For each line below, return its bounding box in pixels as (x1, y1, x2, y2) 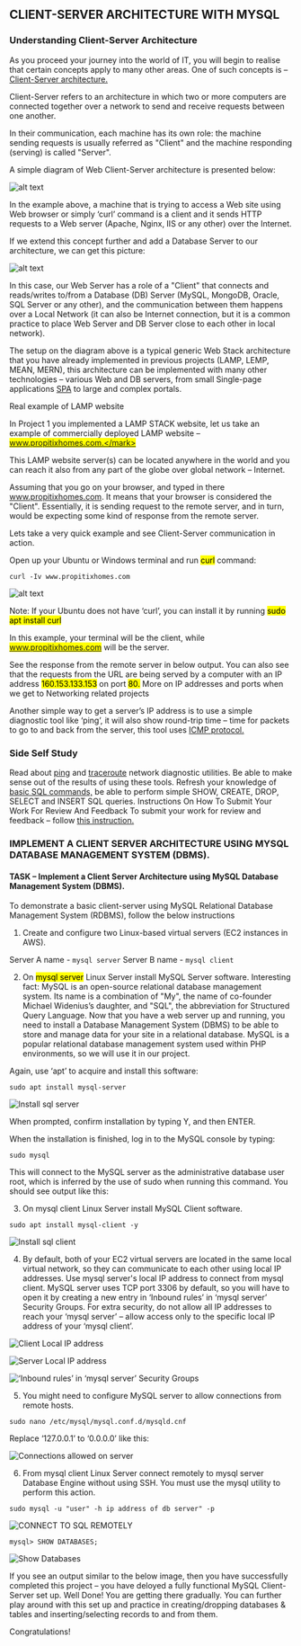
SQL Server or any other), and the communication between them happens (9, 298, 283, 309)
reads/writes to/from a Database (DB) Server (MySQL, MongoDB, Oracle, (9, 289, 280, 300)
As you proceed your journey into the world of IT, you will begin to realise (9, 54, 281, 66)
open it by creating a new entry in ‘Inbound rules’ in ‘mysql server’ (22, 1292, 268, 1303)
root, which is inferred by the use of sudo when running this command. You (9, 1177, 288, 1188)
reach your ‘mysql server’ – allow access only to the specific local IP (22, 1312, 276, 1322)
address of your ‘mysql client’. (22, 1321, 134, 1331)
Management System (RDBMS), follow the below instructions (9, 910, 235, 921)
